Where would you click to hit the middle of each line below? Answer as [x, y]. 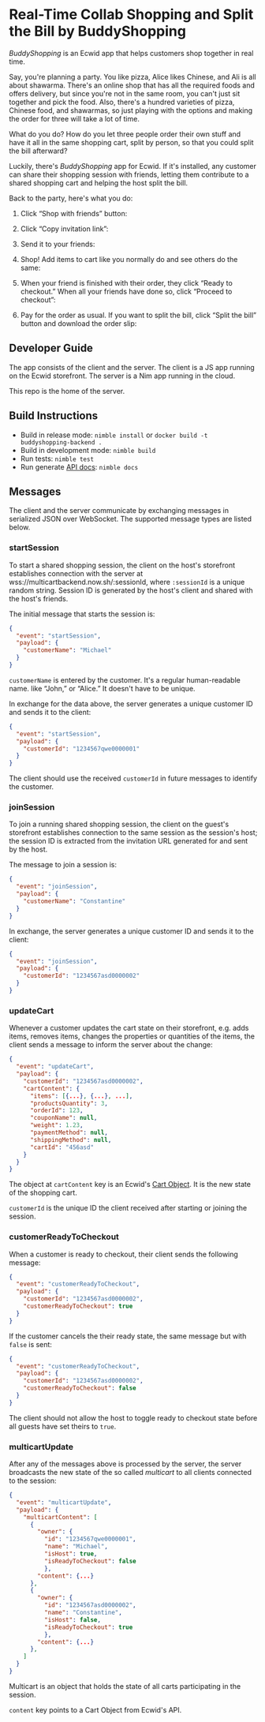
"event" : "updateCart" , [55, 1067]
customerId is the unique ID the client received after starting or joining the [128, 1208]
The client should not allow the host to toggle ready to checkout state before [133, 1417]
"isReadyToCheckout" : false [90, 1561]
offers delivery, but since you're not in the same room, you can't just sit [125, 93]
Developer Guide [51, 348]
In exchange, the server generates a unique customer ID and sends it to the [132, 931]
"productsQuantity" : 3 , [69, 1103]
